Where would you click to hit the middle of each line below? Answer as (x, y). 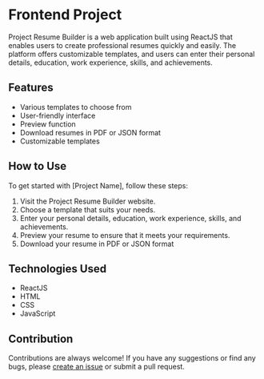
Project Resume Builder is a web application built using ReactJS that (121, 37)
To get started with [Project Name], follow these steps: (98, 185)
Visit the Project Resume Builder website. (88, 201)
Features (31, 88)
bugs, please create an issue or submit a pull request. (97, 367)
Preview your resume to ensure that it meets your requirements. (125, 235)
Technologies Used (57, 269)
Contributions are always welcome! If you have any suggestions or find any (132, 358)
